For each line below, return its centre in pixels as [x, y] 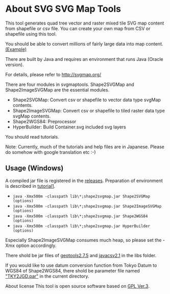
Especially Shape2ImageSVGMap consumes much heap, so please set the [83, 240]
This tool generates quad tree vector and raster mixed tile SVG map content [85, 23]
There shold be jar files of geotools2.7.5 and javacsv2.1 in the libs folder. [81, 255]
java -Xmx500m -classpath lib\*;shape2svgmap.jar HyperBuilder [81, 226]
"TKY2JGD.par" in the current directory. [47, 276]
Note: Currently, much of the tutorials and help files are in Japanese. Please [85, 147]
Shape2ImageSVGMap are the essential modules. [57, 89]
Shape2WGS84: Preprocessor [44, 121]
